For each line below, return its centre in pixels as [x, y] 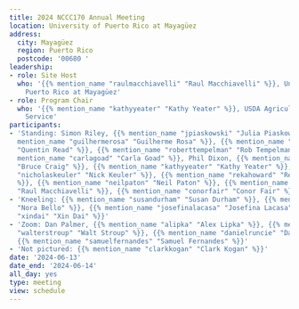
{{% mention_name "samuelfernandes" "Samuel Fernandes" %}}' [133, 241]
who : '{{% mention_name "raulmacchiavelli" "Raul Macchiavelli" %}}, [149, 84]
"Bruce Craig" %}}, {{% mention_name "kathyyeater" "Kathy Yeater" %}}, [155, 167]
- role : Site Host [43, 76]
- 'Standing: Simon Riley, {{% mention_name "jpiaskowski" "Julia [135, 134]
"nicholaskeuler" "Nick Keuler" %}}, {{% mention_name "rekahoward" [147, 175]
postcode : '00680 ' [53, 59]
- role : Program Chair [51, 100]
